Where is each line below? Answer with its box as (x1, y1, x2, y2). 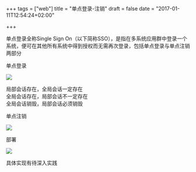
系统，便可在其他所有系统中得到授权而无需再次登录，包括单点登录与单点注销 (6, 43, 190, 49)
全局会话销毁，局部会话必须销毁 (6, 100, 83, 107)
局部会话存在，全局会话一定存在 (6, 85, 83, 92)
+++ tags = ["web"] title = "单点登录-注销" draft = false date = (6, 5, 155, 12)
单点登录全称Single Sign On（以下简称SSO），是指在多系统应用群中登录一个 (6, 35, 188, 42)
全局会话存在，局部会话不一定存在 (6, 93, 88, 99)
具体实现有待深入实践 (6, 160, 57, 166)
